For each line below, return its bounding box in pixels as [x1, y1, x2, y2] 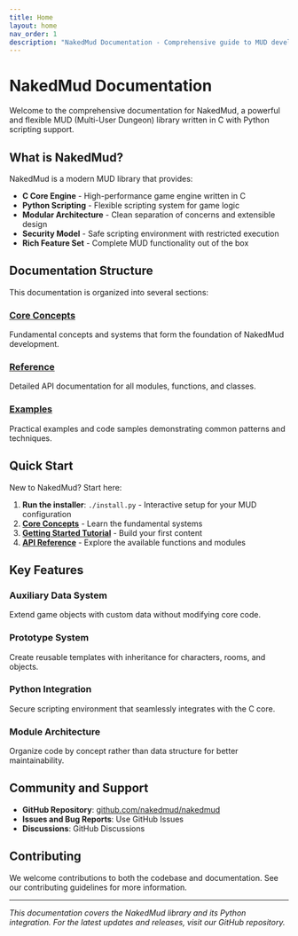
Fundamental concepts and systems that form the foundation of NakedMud [9, 329, 285, 340]
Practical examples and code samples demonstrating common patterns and [9, 423, 286, 434]
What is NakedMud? [9, 150, 124, 165]
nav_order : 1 [9, 29, 58, 38]
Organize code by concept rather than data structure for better [9, 746, 239, 757]
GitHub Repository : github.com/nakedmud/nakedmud [21, 804, 221, 814]
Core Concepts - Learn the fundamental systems [21, 518, 203, 529]
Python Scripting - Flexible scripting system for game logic [21, 201, 240, 210]
